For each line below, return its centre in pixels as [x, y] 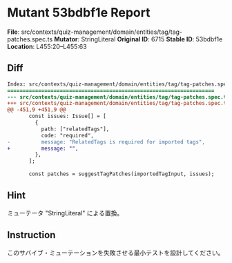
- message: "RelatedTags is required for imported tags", [106, 142]
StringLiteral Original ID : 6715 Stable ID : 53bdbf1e [152, 39]
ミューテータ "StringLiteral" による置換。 [65, 213]
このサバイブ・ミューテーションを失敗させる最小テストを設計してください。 [116, 253]
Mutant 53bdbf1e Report [79, 13]
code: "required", [68, 135]
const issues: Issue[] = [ [68, 116]
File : [13, 32]
